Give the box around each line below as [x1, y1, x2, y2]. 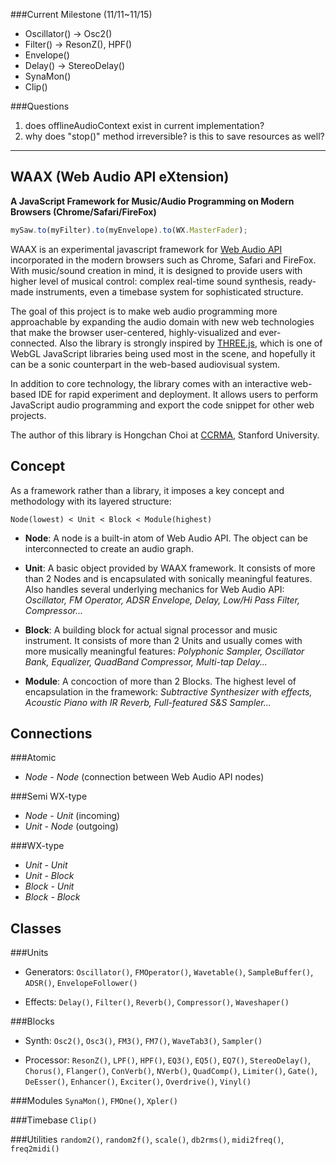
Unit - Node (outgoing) [24, 820, 119, 833]
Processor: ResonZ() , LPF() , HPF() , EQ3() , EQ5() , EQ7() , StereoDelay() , [24, 1054, 312, 1066]
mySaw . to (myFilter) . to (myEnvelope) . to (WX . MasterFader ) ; [10, 225, 248, 235]
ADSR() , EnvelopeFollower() [24, 977, 138, 989]
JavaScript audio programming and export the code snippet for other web [10, 399, 315, 411]
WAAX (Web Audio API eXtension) [10, 169, 230, 186]
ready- [288, 275, 317, 287]
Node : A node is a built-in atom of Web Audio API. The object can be [24, 532, 308, 544]
